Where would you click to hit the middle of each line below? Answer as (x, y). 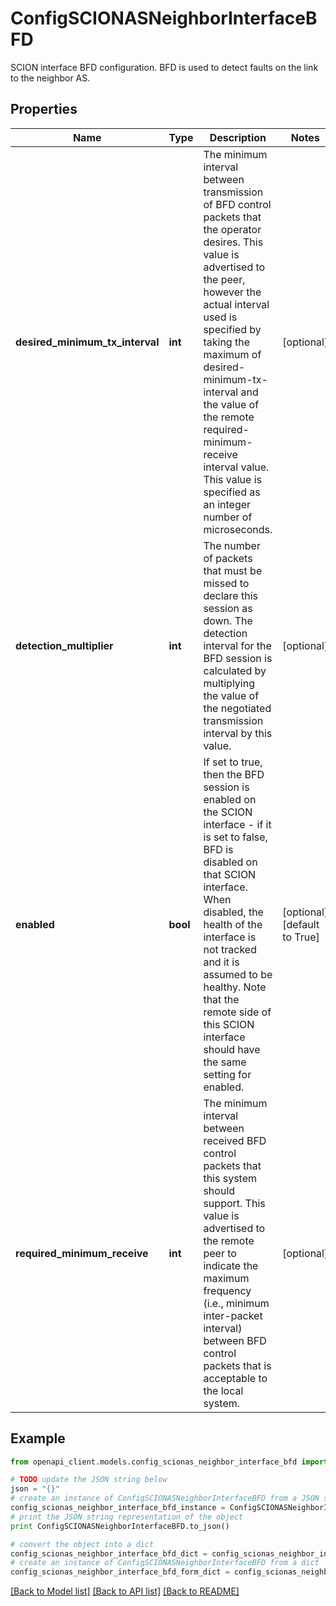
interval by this (238, 733)
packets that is (237, 1365)
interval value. (236, 467)
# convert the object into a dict (82, 1544)
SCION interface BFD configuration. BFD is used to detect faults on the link (164, 67)
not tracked (230, 949)
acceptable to (235, 1378)
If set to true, (233, 762)
